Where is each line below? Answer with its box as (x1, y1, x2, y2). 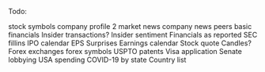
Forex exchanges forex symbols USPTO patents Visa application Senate (8, 47, 243, 56)
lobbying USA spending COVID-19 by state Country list (8, 55, 187, 64)
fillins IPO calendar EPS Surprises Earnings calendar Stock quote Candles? (8, 38, 252, 48)
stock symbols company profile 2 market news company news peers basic (8, 22, 252, 31)
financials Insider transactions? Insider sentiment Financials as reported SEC (8, 31, 258, 39)
